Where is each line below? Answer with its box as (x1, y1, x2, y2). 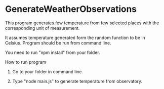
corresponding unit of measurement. (5, 25, 80, 31)
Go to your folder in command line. (12, 68, 83, 75)
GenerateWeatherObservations (5, 3, 137, 15)
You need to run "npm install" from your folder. (5, 49, 100, 55)
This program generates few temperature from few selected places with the (5, 20, 160, 26)
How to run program (5, 59, 46, 65)
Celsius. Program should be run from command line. (5, 40, 111, 45)
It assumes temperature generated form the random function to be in (5, 35, 146, 41)
